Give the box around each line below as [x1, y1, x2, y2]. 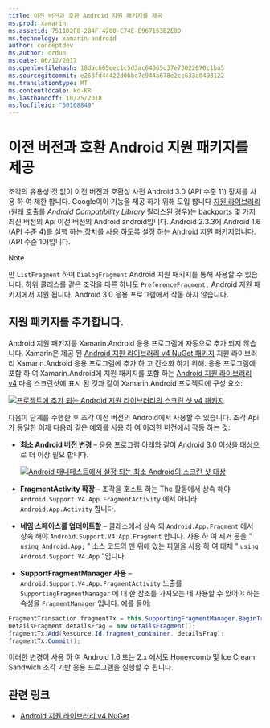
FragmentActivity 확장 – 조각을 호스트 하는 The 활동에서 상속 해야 [19, 484, 231, 493]
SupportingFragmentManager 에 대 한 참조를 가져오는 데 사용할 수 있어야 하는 [19, 588, 260, 598]
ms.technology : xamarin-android [8, 34, 117, 43]
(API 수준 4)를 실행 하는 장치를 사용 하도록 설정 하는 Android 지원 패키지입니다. [8, 227, 256, 237]
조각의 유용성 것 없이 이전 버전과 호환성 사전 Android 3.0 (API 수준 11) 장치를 [8, 186, 249, 197]
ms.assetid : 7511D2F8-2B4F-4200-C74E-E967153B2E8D [8, 27, 182, 35]
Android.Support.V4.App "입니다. [19, 551, 127, 561]
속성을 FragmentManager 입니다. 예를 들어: [19, 598, 151, 607]
